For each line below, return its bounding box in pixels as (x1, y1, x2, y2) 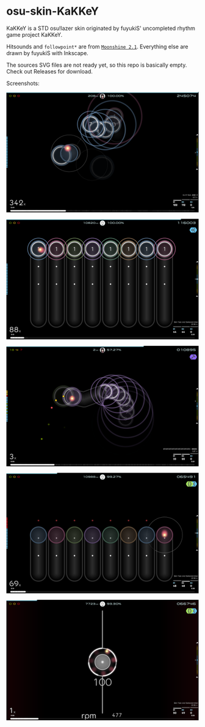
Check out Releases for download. (6, 67, 93, 75)
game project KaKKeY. (6, 31, 63, 38)
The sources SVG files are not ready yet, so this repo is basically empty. (6, 61, 187, 69)
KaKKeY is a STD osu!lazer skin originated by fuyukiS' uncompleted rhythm (6, 24, 195, 32)
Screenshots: (6, 80, 40, 87)
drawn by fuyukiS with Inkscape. (6, 49, 88, 56)
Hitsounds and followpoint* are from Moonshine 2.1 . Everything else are (6, 43, 189, 50)
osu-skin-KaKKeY (6, 4, 99, 18)
